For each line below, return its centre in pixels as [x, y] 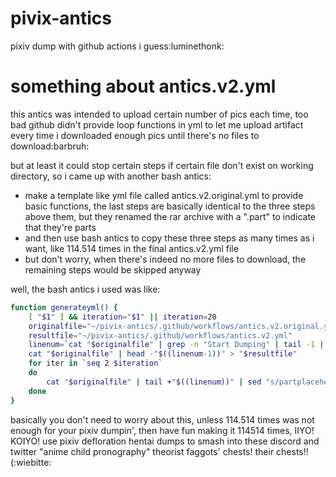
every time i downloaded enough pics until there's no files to [135, 135]
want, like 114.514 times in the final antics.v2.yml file [131, 248]
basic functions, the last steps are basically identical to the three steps [170, 206]
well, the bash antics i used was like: [85, 289]
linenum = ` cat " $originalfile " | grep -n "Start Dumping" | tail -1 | [176, 345]
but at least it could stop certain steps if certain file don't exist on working [162, 165]
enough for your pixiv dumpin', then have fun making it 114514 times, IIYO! [162, 430]
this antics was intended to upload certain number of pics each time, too [159, 114]
